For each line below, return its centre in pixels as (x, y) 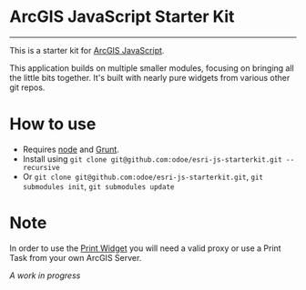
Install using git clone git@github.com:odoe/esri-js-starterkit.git (152, 159)
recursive (41, 167)
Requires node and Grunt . (71, 149)
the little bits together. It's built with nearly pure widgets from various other (150, 77)
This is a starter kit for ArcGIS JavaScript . (87, 50)
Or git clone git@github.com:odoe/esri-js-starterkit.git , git (143, 176)
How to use (53, 124)
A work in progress (45, 275)
